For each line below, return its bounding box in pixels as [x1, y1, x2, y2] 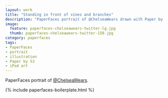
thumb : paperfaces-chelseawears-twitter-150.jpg [10, 31, 114, 36]
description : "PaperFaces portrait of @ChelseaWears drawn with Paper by [5, 17, 163, 22]
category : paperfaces [5, 36, 51, 41]
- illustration [5, 54, 37, 59]
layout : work [5, 7, 33, 13]
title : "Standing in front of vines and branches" [5, 12, 114, 17]
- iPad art [5, 63, 28, 68]
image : [5, 21, 19, 27]
